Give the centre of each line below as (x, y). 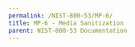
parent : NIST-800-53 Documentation (68, 30)
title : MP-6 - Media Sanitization (66, 23)
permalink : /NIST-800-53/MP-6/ (61, 16)
